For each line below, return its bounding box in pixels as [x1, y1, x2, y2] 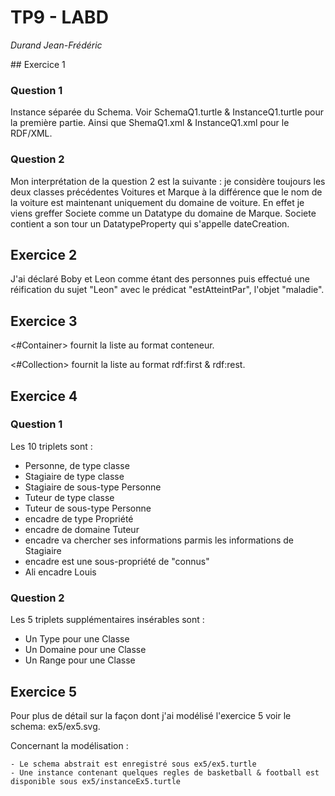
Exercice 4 [10, 387, 78, 405]
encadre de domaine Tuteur [24, 523, 140, 535]
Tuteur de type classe [24, 491, 115, 503]
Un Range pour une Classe [24, 654, 136, 666]
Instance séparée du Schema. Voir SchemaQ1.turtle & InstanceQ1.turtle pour [10, 106, 325, 118]
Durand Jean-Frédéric [10, 39, 103, 51]
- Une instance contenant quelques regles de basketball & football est [10, 767, 320, 778]
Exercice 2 [10, 246, 78, 263]
